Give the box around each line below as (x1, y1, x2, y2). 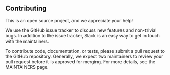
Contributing (5, 4, 47, 13)
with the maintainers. (5, 38, 50, 44)
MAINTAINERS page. (5, 64, 50, 70)
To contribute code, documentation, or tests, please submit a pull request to (5, 48, 165, 54)
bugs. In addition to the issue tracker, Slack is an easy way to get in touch (5, 32, 160, 39)
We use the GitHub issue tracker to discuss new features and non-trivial (5, 27, 157, 33)
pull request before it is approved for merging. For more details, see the (5, 58, 156, 65)
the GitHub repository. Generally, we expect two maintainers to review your (5, 53, 163, 59)
